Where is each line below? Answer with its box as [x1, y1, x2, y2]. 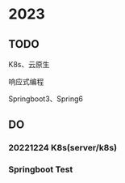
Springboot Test [8, 164, 73, 175]
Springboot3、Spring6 [8, 94, 83, 104]
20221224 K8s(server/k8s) [8, 143, 118, 154]
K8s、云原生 [8, 60, 50, 69]
